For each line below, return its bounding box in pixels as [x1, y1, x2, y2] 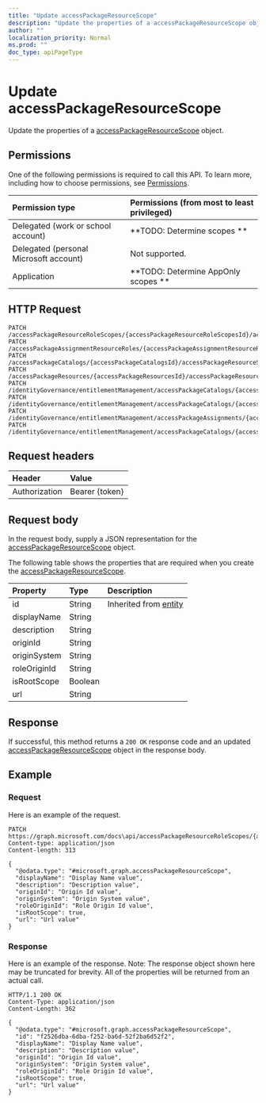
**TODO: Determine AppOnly [130, 266, 241, 277]
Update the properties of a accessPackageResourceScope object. [8, 125, 224, 135]
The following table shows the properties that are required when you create [8, 558, 255, 568]
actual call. [8, 975, 44, 985]
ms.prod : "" [8, 41, 47, 49]
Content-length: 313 [8, 846, 77, 854]
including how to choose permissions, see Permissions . [8, 178, 190, 187]
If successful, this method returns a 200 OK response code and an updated [8, 737, 251, 746]
